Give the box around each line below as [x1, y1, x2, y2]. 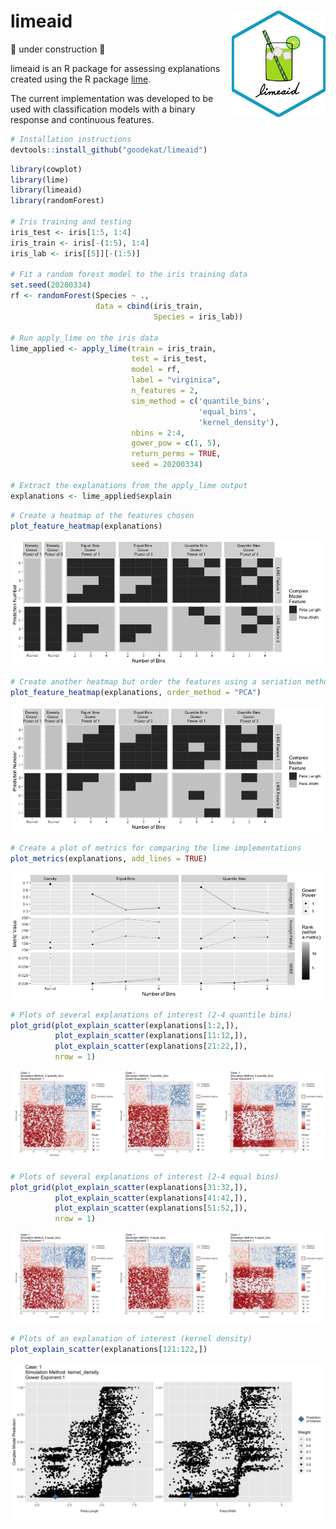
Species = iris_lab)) [153, 311, 244, 322]
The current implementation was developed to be [10, 92, 214, 104]
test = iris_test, [131, 354, 208, 364]
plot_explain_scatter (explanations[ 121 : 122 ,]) [10, 1344, 208, 1354]
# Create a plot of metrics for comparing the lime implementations [10, 843, 302, 854]
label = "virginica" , [131, 375, 222, 385]
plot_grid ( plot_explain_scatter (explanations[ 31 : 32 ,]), [10, 1182, 248, 1192]
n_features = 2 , [131, 386, 199, 396]
